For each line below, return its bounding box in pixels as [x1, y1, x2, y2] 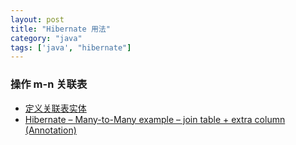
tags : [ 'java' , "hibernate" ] [10, 42, 132, 53]
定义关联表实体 [24, 102, 87, 114]
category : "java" [10, 33, 83, 43]
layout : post [10, 14, 65, 25]
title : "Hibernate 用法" [10, 24, 111, 34]
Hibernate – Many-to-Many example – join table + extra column [24, 113, 286, 125]
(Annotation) [24, 124, 77, 136]
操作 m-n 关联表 [10, 77, 88, 91]
